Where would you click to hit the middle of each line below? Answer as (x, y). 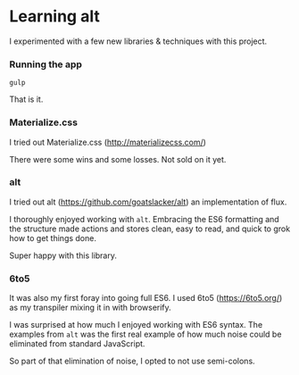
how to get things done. (53, 237)
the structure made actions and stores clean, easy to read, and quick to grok (150, 229)
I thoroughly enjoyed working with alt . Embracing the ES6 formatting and (144, 219)
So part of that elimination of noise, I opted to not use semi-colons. (133, 361)
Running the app (46, 64)
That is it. (26, 99)
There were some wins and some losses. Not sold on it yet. (118, 159)
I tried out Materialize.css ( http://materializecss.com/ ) (108, 142)
